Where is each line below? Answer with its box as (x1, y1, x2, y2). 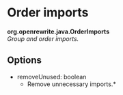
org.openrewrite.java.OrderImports (7, 27, 110, 36)
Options (7, 55, 42, 66)
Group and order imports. (7, 34, 79, 42)
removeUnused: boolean (16, 72, 87, 81)
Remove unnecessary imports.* (27, 80, 116, 88)
